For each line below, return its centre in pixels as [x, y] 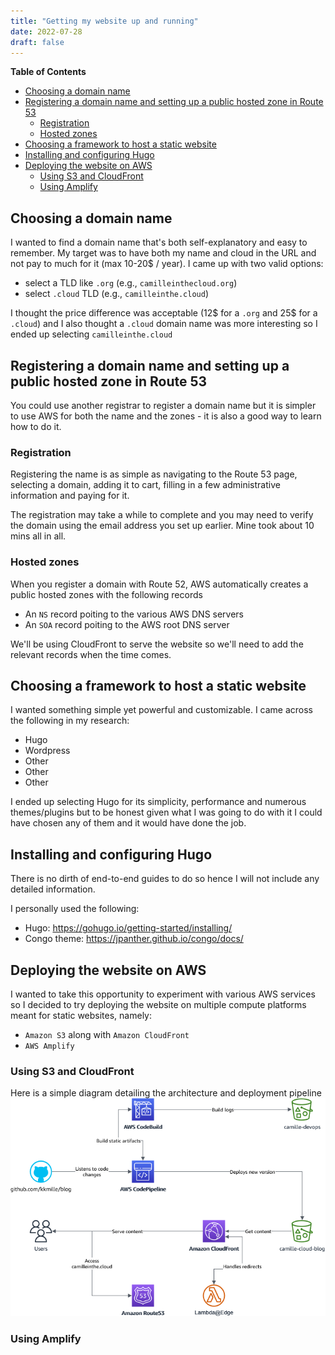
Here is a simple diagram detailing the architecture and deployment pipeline [166, 1093]
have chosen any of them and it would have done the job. [128, 823]
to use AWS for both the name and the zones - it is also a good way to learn [166, 416]
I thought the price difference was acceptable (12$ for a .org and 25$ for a [164, 313]
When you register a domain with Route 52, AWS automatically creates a [159, 584]
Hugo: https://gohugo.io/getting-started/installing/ [128, 928]
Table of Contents [48, 72]
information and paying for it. [70, 496]
